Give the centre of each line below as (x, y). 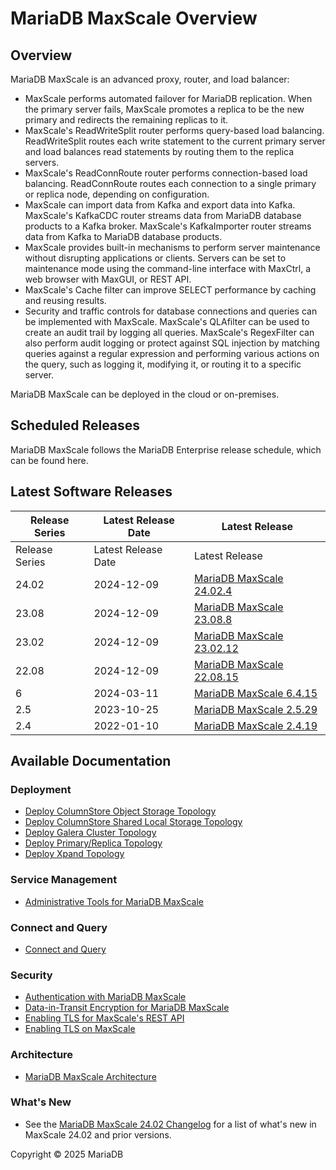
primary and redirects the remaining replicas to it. (126, 120)
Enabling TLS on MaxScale (80, 1029)
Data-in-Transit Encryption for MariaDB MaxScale (127, 1008)
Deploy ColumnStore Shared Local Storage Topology (133, 822)
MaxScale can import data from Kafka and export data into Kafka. (160, 205)
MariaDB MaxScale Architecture (90, 1076)
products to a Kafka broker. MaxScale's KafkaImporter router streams (168, 226)
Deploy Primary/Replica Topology (93, 843)
